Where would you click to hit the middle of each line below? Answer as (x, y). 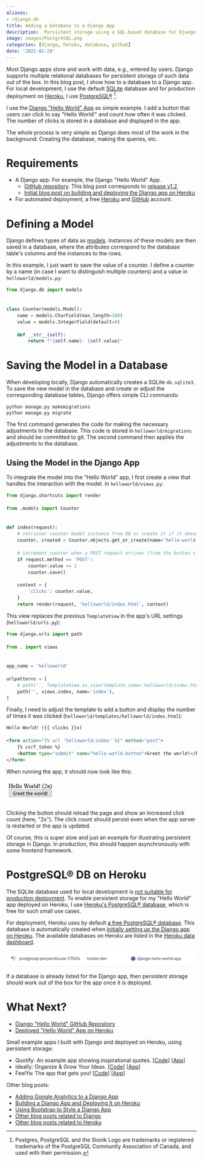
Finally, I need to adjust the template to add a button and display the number (101, 710)
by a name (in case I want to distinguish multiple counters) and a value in (97, 272)
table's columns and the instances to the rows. (64, 253)
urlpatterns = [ (27, 679)
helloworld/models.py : (34, 278)
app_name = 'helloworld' (37, 666)
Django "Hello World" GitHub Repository (65, 1024)
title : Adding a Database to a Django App (60, 25)
